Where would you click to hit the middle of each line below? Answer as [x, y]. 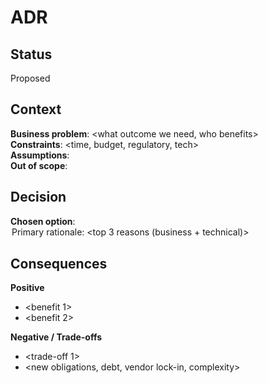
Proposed [30, 78]
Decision [38, 197]
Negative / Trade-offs [56, 337]
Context [36, 109]
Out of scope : [39, 165]
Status [31, 54]
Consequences [59, 264]
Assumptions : [40, 155]
